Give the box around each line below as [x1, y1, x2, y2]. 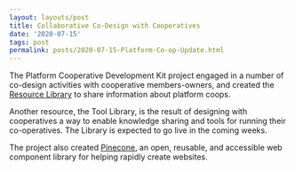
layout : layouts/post [9, 12, 90, 22]
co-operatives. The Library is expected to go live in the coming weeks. [9, 125, 268, 136]
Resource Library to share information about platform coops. [9, 89, 231, 100]
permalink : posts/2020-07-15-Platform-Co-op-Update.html [9, 46, 225, 55]
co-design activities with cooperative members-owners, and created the [9, 80, 275, 90]
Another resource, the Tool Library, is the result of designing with [9, 106, 248, 117]
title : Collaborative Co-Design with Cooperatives [9, 21, 201, 30]
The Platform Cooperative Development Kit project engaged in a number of [9, 70, 284, 81]
